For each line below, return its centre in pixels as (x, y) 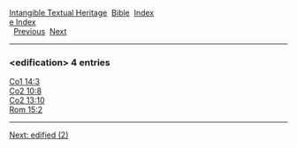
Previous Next (40, 31)
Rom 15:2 (26, 110)
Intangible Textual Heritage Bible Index (82, 13)
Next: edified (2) (39, 135)
